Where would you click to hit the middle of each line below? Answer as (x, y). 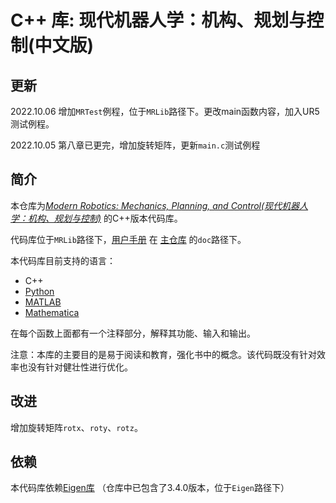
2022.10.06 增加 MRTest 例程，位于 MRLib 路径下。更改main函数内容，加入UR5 (165, 111)
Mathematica (52, 312)
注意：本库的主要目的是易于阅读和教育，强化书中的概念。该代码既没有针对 (163, 354)
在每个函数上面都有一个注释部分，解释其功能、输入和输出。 (133, 333)
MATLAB (43, 302)
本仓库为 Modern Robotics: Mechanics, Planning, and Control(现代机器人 (159, 205)
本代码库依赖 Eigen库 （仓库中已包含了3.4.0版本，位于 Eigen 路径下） (150, 488)
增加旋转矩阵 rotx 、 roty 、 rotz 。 (76, 427)
